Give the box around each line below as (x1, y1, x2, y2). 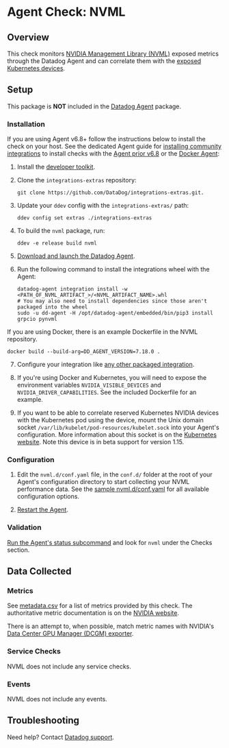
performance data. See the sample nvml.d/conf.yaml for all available (16, 485, 210, 494)
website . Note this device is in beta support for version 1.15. (16, 438, 185, 446)
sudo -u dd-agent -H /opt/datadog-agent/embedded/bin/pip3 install (16, 310, 213, 317)
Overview (7, 32, 50, 43)
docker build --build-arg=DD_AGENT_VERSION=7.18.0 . (7, 348, 161, 355)
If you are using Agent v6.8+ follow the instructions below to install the (7, 135, 206, 143)
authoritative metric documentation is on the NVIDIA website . (7, 609, 180, 617)
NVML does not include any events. (7, 695, 107, 703)
